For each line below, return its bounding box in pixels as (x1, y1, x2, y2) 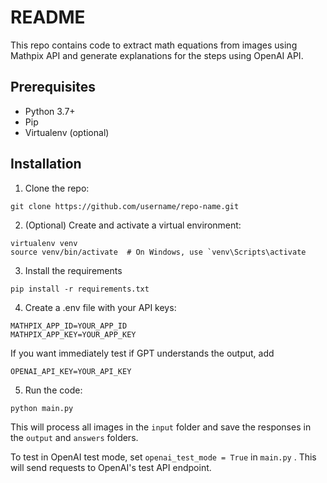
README (10, 6, 86, 29)
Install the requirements (24, 264, 123, 276)
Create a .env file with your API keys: (24, 301, 177, 313)
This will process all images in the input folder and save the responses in (10, 421, 312, 433)
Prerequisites (10, 79, 96, 96)
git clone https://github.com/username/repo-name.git (10, 201, 240, 211)
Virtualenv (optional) (24, 126, 110, 138)
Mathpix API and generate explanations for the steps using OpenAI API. (10, 49, 304, 61)
